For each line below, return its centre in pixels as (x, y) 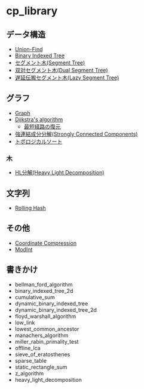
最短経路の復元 (42, 126)
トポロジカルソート (39, 141)
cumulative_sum (35, 297)
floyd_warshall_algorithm (45, 316)
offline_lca (27, 348)
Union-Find (29, 49)
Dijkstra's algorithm (39, 119)
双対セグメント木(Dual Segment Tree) (62, 70)
